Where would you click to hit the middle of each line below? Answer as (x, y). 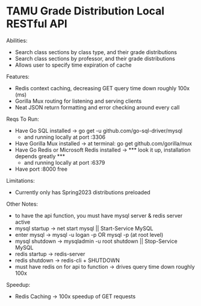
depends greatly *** (40, 156)
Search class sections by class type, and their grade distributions (96, 52)
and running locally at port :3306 (65, 137)
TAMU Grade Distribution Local (85, 11)
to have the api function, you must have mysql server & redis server (99, 215)
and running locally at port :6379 (64, 162)
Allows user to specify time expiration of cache (73, 65)
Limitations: (20, 180)
